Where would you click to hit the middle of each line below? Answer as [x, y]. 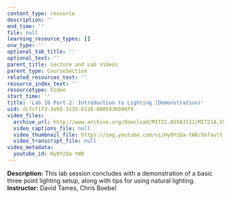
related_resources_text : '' [47, 77]
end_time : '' [26, 26]
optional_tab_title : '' [41, 52]
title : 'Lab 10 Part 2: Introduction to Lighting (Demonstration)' [106, 103]
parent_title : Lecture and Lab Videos [63, 65]
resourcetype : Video [37, 90]
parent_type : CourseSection [47, 71]
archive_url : [32, 122]
